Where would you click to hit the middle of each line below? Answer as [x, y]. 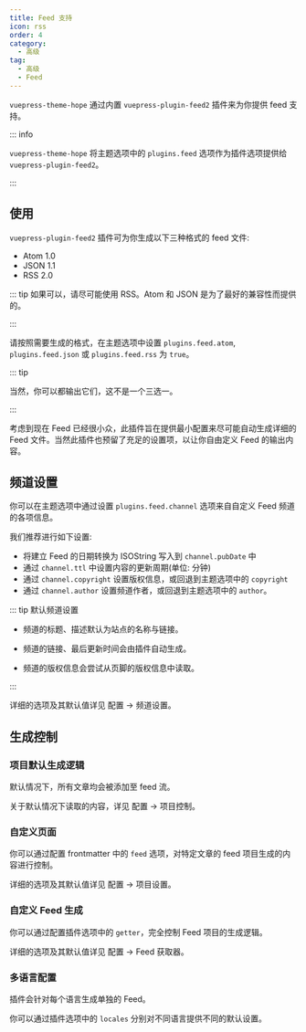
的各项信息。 [33, 518]
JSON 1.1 [39, 265]
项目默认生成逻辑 [47, 765]
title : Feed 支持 [41, 18]
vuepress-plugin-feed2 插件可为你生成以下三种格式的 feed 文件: [129, 237]
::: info [21, 134]
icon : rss [28, 26]
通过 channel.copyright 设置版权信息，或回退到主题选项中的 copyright [155, 579]
